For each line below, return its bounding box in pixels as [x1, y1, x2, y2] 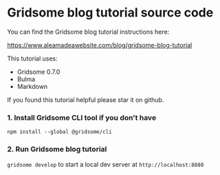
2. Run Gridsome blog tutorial [7, 145, 107, 154]
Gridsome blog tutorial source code [7, 5, 214, 21]
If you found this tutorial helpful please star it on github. [7, 95, 164, 104]
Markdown [16, 82, 48, 90]
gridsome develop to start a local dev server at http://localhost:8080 [7, 160, 204, 168]
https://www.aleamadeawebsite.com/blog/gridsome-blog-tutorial [7, 41, 192, 49]
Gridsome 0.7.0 [16, 68, 60, 76]
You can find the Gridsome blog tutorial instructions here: [7, 28, 170, 36]
